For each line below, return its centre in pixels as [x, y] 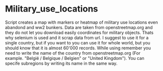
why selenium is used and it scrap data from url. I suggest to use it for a [77, 38]
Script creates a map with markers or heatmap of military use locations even [81, 22]
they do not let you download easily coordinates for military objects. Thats [79, 32]
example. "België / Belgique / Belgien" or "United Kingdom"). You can [75, 58]
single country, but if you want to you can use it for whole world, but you [78, 43]
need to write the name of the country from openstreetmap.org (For [73, 53]
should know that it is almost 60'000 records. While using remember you [78, 48]
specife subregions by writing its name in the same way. [61, 63]
